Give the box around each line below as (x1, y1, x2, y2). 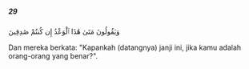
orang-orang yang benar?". (8, 51, 98, 60)
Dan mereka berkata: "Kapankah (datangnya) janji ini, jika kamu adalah (8, 43, 242, 52)
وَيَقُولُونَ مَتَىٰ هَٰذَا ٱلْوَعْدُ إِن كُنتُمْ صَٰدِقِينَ (8, 26, 120, 36)
